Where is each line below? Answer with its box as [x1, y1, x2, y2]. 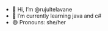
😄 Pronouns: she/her [12, 19, 66, 26]
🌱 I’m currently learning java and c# [12, 12, 102, 19]
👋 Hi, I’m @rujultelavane [12, 6, 73, 13]
